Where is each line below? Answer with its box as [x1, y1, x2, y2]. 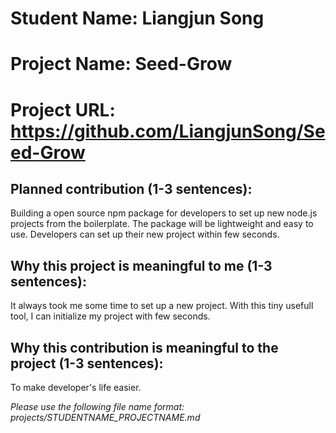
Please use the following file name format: [10, 401, 185, 412]
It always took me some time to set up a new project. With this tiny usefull [10, 300, 314, 312]
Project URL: [10, 98, 116, 121]
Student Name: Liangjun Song [10, 7, 265, 30]
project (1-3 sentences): [10, 355, 164, 372]
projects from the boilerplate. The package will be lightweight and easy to [10, 218, 314, 230]
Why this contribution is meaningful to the [10, 339, 279, 356]
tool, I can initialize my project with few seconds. [10, 310, 211, 322]
